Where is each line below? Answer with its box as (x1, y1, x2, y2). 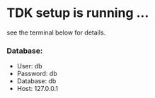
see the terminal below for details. (6, 28, 106, 37)
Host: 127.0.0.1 (16, 85, 58, 93)
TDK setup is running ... (6, 5, 149, 21)
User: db (16, 62, 43, 71)
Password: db (16, 69, 57, 78)
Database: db (16, 77, 57, 85)
